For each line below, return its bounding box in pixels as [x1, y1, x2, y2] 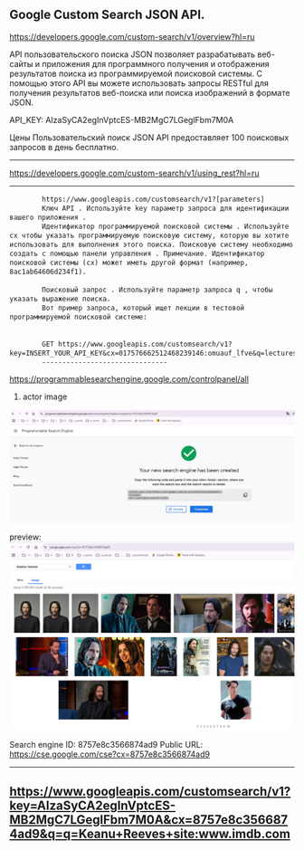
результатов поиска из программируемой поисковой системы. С [9, 68, 263, 79]
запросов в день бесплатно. [9, 141, 119, 152]
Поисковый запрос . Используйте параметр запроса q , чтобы [42, 285, 273, 294]
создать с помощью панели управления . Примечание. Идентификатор [9, 249, 265, 258]
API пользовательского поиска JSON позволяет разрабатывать [9, 49, 256, 60]
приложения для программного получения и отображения [42, 58, 270, 69]
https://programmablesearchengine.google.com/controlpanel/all [9, 373, 249, 384]
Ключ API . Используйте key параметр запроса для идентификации [42, 204, 290, 213]
